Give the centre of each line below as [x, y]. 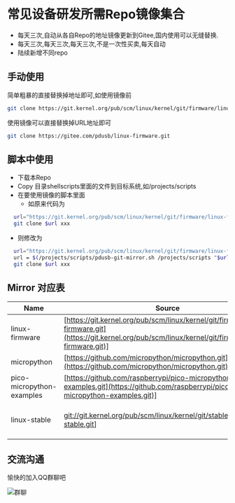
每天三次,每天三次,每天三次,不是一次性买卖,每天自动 [91, 43]
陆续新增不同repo [42, 53]
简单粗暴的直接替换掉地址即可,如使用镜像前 [70, 95]
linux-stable [31, 420]
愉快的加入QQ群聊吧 [37, 478]
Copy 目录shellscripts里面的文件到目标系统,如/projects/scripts [107, 186]
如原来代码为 [46, 204]
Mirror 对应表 [36, 288]
